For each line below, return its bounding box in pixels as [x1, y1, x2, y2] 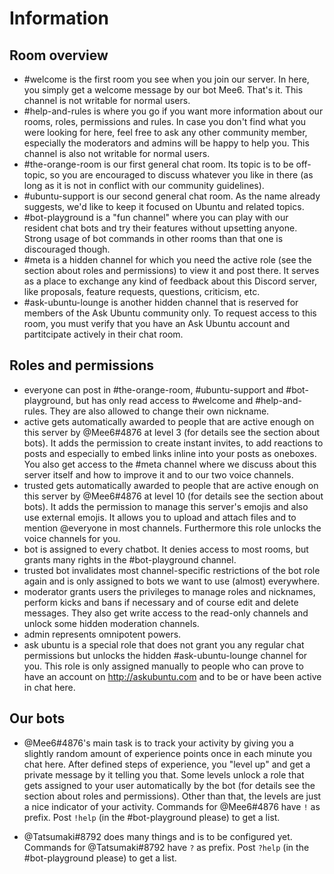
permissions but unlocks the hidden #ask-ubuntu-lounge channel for [23, 649, 308, 661]
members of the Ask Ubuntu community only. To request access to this [23, 307, 317, 319]
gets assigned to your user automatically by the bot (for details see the [23, 779, 316, 791]
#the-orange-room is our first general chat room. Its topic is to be [23, 158, 294, 170]
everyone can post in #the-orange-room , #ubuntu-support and [23, 383, 284, 396]
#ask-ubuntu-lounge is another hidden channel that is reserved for [23, 297, 299, 308]
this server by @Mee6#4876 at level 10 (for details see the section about [23, 490, 324, 502]
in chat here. [23, 681, 76, 693]
